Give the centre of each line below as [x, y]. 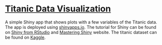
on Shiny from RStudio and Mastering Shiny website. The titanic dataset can [81, 32]
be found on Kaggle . [25, 37]
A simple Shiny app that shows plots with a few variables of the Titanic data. [81, 22]
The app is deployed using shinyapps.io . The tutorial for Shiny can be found [81, 27]
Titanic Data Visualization [58, 9]
